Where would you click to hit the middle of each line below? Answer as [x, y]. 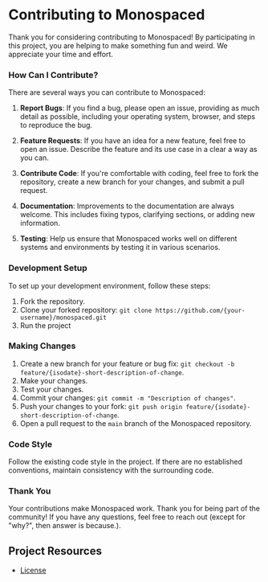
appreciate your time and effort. [61, 54]
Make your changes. [54, 380]
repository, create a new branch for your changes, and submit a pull [132, 182]
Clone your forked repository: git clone [86, 309]
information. [40, 223]
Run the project [45, 325]
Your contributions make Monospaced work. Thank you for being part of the [134, 509]
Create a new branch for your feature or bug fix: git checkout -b [127, 363]
